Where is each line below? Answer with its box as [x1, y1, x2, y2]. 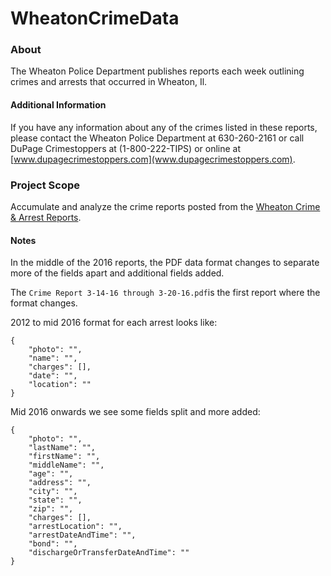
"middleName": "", [28, 460, 105, 471]
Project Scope [10, 178, 80, 192]
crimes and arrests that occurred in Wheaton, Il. [10, 76, 208, 88]
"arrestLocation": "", [28, 522, 123, 532]
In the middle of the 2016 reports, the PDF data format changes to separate [10, 257, 320, 269]
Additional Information [10, 99, 107, 111]
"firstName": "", [28, 452, 101, 462]
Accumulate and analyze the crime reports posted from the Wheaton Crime [10, 200, 321, 212]
